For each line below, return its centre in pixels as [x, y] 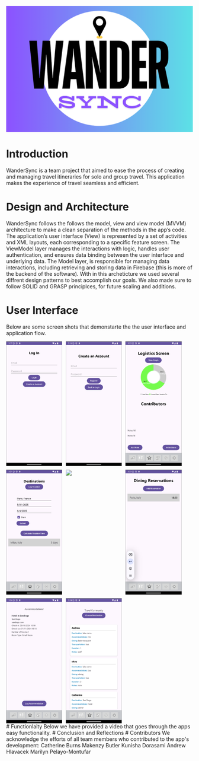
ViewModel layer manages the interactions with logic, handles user [88, 249]
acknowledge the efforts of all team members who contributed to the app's [98, 739]
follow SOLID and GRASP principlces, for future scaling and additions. [91, 286]
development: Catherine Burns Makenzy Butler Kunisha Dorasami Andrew [96, 745]
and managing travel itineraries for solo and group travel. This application [95, 177]
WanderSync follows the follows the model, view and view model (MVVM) [96, 223]
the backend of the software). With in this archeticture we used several [93, 273]
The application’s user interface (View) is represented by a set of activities [97, 236]
